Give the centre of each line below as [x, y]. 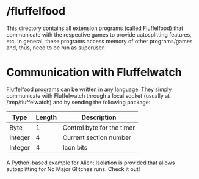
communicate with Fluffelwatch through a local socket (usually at [88, 95]
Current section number [97, 137]
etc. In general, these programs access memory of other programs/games [99, 41]
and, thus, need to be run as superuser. [56, 48]
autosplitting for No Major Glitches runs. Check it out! [73, 169]
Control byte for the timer [99, 128]
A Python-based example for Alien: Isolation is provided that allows [91, 163]
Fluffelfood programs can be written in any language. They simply [89, 89]
